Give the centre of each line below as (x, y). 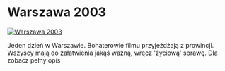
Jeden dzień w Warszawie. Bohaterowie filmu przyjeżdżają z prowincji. (111, 45)
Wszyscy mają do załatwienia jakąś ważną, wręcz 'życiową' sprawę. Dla (112, 53)
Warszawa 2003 (57, 12)
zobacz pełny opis (34, 60)
